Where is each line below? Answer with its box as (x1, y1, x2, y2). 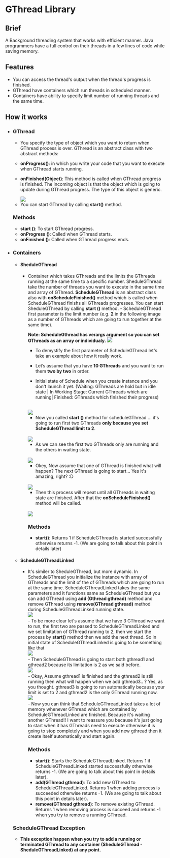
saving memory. (5, 48, 39, 54)
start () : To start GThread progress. (20, 225, 94, 232)
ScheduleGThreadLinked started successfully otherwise (35, 763, 153, 769)
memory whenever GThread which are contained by (27, 706, 137, 712)
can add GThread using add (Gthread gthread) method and (27, 595, 153, 602)
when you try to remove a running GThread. (35, 812, 127, 818)
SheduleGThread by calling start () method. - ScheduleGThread (27, 305, 161, 311)
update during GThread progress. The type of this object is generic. (20, 186, 162, 192)
